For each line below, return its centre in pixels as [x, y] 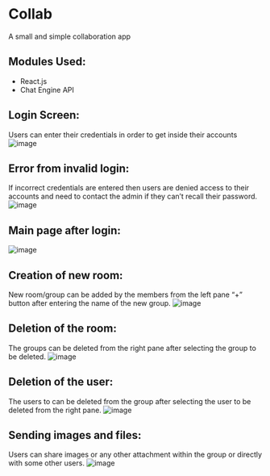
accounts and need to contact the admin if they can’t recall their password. [133, 196]
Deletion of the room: [62, 329]
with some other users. [46, 463]
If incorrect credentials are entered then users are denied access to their [129, 188]
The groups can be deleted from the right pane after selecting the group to [132, 348]
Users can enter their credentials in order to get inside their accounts [123, 135]
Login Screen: [44, 115]
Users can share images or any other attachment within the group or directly [135, 455]
